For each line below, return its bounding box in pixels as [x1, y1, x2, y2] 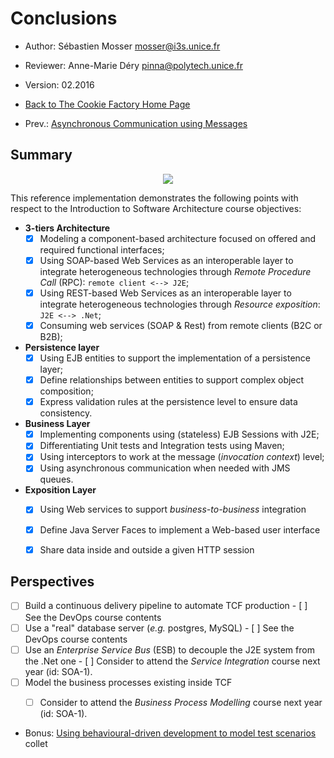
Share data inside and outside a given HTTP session [39, 543, 255, 556]
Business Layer [24, 418, 91, 430]
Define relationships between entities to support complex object [39, 374, 305, 386]
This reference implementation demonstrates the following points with [10, 192, 299, 204]
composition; [39, 385, 94, 397]
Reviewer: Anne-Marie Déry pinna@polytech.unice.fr [24, 59, 243, 71]
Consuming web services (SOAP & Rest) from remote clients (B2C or [39, 319, 323, 331]
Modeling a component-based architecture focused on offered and [39, 232, 317, 244]
